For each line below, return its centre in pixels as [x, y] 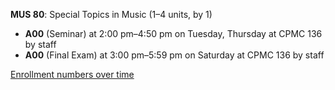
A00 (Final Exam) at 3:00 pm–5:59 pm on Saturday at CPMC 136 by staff [174, 55]
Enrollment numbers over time [72, 74]
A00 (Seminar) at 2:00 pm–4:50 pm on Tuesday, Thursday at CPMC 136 [173, 33]
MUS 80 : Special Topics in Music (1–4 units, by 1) [111, 14]
